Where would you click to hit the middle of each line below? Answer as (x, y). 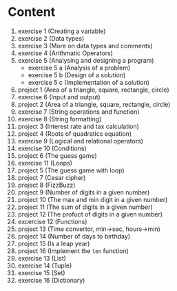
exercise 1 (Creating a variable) (62, 31)
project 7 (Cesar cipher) (52, 177)
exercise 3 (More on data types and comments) (85, 46)
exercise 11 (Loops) (45, 163)
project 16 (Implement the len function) (73, 251)
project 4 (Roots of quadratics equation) (75, 133)
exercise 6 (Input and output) (59, 97)
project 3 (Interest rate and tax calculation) (79, 126)
